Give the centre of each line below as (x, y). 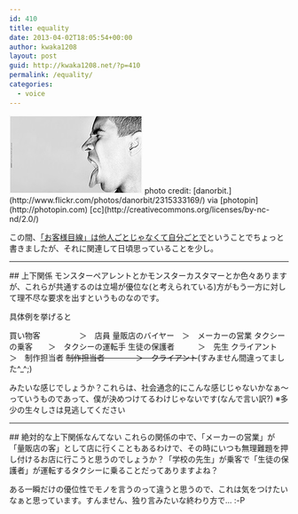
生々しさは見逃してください (75, 409)
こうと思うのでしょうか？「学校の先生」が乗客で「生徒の (176, 459)
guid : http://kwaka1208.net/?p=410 (75, 66)
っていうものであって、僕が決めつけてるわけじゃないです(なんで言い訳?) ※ (145, 399)
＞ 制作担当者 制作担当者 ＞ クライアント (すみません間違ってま (143, 357)
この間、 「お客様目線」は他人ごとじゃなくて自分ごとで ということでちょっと (147, 237)
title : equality (39, 28)
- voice (31, 93)
